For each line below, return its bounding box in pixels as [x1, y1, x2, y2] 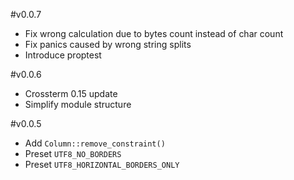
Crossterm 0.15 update [24, 88, 118, 99]
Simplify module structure [24, 99, 132, 110]
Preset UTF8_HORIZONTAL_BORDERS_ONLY [24, 159, 180, 170]
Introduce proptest [24, 49, 102, 61]
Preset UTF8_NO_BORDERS [24, 148, 122, 159]
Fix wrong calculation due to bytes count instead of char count [24, 28, 284, 39]
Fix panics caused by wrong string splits [24, 39, 192, 50]
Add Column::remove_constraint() [24, 137, 166, 149]
